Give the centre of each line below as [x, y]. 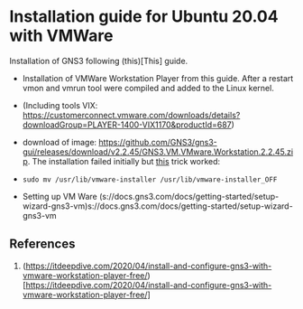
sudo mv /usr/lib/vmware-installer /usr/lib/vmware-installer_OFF [150, 179]
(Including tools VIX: [60, 105]
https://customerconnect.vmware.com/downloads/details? [131, 115]
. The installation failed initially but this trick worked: [124, 161]
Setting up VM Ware [60, 196]
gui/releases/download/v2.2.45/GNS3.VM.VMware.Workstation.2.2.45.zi [158, 152]
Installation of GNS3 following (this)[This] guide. [99, 61]
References [42, 244]
